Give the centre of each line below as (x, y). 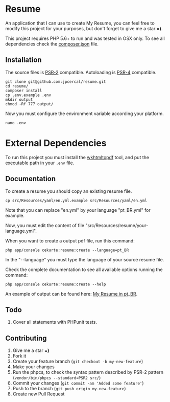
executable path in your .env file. (40, 163)
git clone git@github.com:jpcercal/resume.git (56, 82)
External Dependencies (56, 143)
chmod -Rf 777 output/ (29, 104)
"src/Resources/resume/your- (117, 225)
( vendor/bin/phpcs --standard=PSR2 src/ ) (57, 378)
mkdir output (19, 99)
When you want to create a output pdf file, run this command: (70, 240)
